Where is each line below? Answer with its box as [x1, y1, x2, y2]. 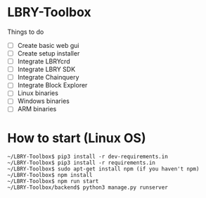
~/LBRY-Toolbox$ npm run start [7, 178, 99, 185]
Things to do [7, 27, 44, 36]
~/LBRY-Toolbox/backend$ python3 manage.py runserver [7, 184, 169, 191]
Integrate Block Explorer [17, 81, 88, 89]
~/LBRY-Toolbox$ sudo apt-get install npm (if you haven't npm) [7, 166, 200, 173]
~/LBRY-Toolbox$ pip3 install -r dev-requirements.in [7, 153, 169, 161]
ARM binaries [17, 105, 57, 113]
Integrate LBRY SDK [17, 65, 76, 74]
